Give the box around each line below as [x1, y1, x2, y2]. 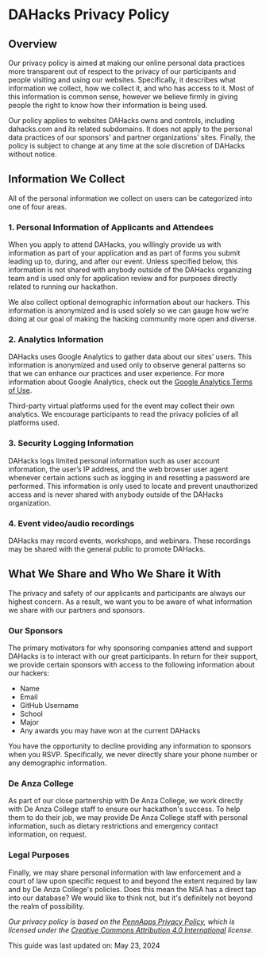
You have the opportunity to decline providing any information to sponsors [8, 741, 252, 751]
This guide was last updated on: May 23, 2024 [8, 941, 160, 950]
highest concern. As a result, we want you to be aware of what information [8, 597, 253, 606]
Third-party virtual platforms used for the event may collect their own [8, 401, 235, 410]
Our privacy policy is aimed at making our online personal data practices [8, 58, 245, 67]
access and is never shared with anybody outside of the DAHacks [8, 490, 224, 499]
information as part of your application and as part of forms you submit [8, 248, 241, 258]
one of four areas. [8, 202, 67, 211]
